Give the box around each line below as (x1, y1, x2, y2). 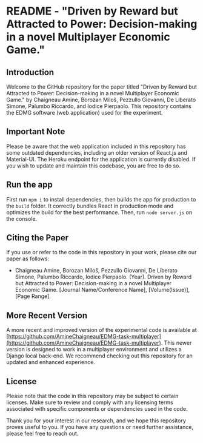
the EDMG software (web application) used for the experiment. (6, 109, 163, 116)
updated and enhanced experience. (6, 359, 96, 366)
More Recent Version (6, 310, 88, 320)
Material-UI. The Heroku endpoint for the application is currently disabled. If (6, 155, 196, 163)
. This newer (161, 339, 192, 347)
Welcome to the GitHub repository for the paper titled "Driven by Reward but (6, 83, 197, 90)
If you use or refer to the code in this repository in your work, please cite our (6, 249, 197, 256)
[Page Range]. (15, 293, 52, 300)
